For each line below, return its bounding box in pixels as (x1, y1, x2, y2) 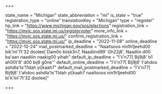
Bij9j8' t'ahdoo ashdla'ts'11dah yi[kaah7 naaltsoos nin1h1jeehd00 (5, 70, 136, 75)
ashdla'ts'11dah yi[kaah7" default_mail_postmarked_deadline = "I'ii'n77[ (5, 64, 151, 70)
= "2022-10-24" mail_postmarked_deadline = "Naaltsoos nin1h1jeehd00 (5, 44, 151, 49)
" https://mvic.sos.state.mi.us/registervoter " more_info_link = (5, 28, 128, 33)
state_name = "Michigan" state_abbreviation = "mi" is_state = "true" (5, 12, 143, 18)
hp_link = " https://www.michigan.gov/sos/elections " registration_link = (5, 23, 149, 29)
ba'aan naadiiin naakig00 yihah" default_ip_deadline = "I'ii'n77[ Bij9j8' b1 (5, 54, 153, 60)
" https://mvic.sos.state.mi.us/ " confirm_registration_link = (5, 33, 122, 39)
